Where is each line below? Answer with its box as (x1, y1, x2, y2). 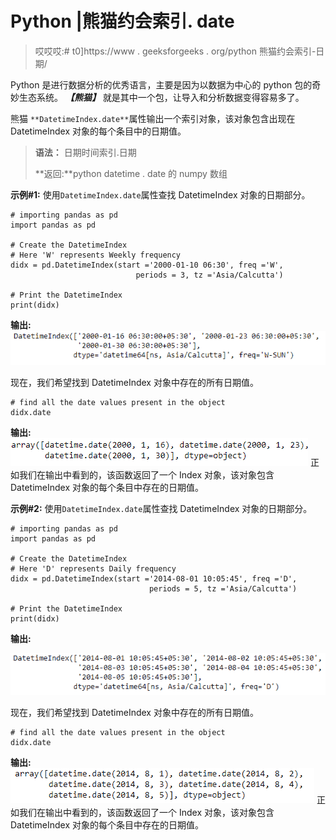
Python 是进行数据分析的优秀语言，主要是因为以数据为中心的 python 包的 (10, 78, 313, 91)
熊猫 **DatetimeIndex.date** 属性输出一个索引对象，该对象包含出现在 (10, 112, 296, 124)
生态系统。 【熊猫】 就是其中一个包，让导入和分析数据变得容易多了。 (18, 91, 305, 103)
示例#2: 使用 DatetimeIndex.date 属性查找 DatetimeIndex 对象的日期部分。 (10, 502, 313, 514)
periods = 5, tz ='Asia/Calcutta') (148, 583, 298, 594)
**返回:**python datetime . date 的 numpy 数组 (34, 167, 228, 179)
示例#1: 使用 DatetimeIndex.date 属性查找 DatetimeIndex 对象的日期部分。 (10, 188, 311, 201)
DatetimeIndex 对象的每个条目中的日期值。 (10, 125, 187, 137)
